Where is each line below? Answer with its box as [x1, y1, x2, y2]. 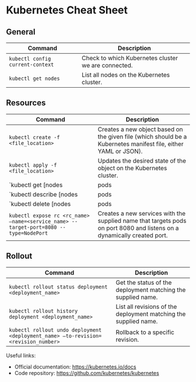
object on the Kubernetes [97, 164, 167, 172]
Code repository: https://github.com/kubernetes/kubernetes [14, 369, 159, 376]
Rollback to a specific [116, 328, 175, 336]
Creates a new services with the [97, 209, 185, 217]
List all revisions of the [116, 302, 177, 311]
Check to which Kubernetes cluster [81, 54, 178, 62]
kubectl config [9, 56, 51, 62]
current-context [9, 61, 54, 68]
